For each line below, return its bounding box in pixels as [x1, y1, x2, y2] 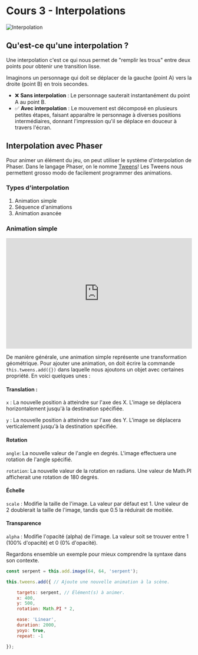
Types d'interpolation [6, 184, 70, 192]
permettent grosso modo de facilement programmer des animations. [6, 169, 173, 176]
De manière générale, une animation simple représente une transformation [6, 354, 187, 361]
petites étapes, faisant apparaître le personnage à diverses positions [14, 111, 181, 119]
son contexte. [6, 557, 39, 564]
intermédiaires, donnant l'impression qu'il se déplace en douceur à [14, 117, 177, 124]
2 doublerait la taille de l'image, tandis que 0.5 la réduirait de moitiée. [6, 506, 174, 514]
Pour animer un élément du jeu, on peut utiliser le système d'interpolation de [6, 156, 192, 163]
